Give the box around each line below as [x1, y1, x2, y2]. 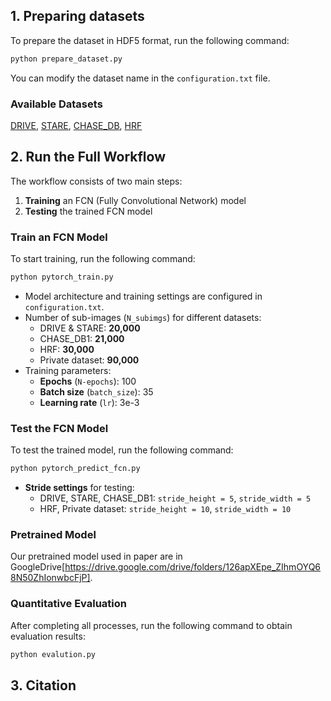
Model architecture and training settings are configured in [24, 290, 263, 302]
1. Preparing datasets [10, 8, 145, 25]
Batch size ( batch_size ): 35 [39, 385, 154, 398]
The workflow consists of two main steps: [10, 175, 183, 187]
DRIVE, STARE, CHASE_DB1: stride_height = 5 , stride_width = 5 [39, 492, 312, 504]
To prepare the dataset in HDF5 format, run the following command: [10, 34, 290, 46]
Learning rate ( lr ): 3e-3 [39, 396, 140, 408]
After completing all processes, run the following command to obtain [10, 619, 293, 631]
